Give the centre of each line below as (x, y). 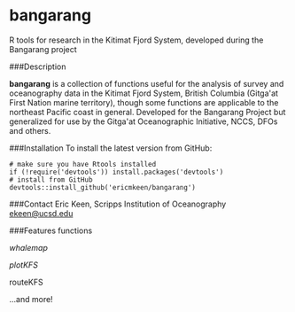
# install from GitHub (51, 179)
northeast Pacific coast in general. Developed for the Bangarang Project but (147, 112)
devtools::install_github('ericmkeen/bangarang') (103, 187)
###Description (38, 66)
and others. (30, 130)
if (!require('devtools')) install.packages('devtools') (116, 172)
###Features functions (51, 230)
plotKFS (23, 265)
